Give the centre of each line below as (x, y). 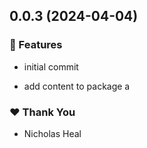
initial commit (51, 66)
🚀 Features (36, 45)
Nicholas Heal (52, 133)
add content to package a (77, 86)
